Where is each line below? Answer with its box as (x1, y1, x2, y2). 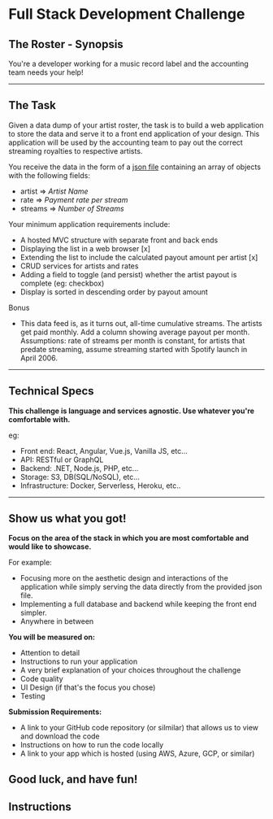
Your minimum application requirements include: (8, 219, 171, 229)
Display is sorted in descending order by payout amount (19, 286, 209, 297)
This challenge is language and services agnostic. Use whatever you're (8, 406, 254, 416)
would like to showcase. (8, 542, 92, 551)
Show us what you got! (8, 512, 127, 525)
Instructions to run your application (19, 656, 138, 667)
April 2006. (19, 353, 58, 363)
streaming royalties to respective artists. (8, 146, 143, 155)
